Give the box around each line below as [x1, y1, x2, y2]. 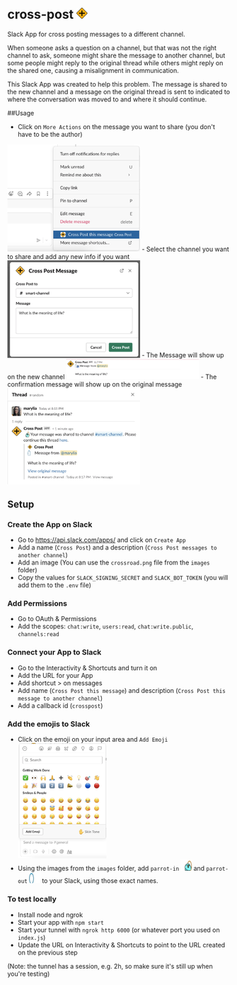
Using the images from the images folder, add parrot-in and [17, 864, 205, 873]
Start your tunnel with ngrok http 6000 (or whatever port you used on [17, 925, 221, 934]
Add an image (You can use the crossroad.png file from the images [17, 558, 210, 567]
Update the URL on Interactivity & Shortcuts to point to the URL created [17, 940, 226, 949]
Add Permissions [7, 599, 67, 608]
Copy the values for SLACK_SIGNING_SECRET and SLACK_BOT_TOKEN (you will [17, 574, 229, 582]
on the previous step [17, 948, 78, 957]
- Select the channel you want [141, 245, 230, 254]
